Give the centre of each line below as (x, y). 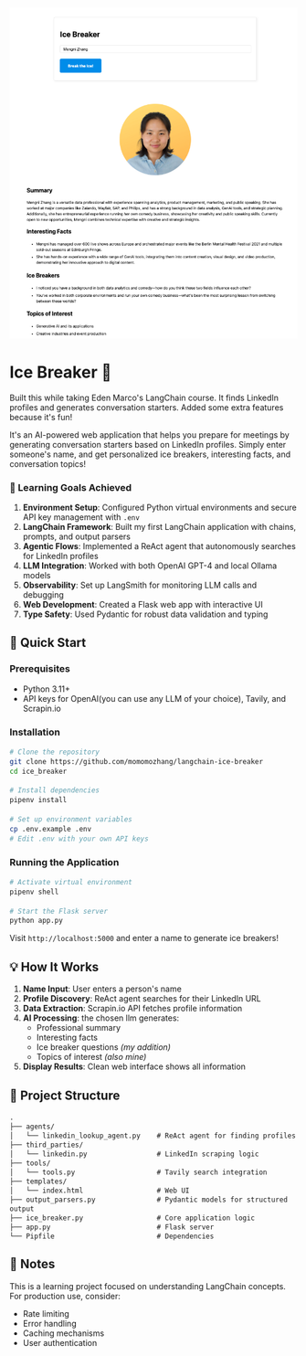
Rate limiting (46, 1313)
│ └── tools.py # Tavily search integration (138, 1172)
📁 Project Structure (65, 1095)
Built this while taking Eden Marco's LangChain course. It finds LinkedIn (144, 397)
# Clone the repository (55, 752)
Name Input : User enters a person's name (102, 989)
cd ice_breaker (38, 771)
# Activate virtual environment (71, 882)
